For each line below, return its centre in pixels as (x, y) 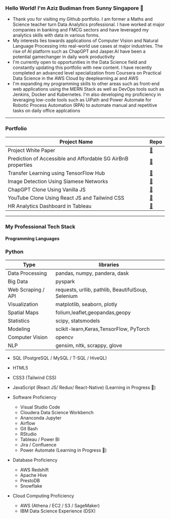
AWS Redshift (34, 470)
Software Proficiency (34, 397)
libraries (109, 265)
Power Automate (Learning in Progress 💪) (63, 450)
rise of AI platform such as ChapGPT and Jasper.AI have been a (79, 51)
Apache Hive (33, 475)
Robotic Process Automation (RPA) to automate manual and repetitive (85, 105)
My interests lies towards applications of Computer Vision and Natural (85, 41)
